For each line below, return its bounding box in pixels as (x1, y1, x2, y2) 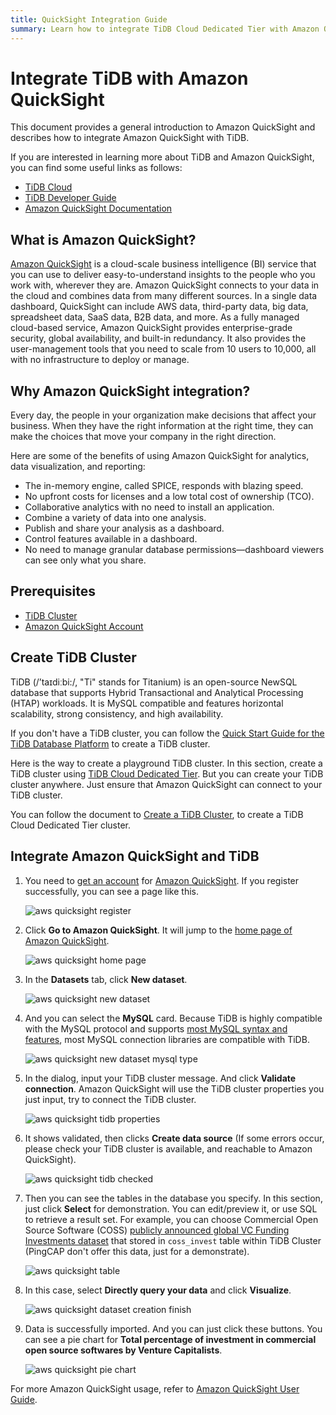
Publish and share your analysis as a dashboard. (24, 522, 225, 535)
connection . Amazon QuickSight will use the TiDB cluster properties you (24, 1082, 325, 1095)
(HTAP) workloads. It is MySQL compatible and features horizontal (10, 697, 284, 709)
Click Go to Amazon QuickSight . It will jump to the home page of (24, 924, 293, 936)
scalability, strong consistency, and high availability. (10, 707, 224, 720)
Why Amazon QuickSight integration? (10, 382, 251, 400)
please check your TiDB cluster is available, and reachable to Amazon (24, 1142, 313, 1155)
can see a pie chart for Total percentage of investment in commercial (24, 1333, 317, 1345)
